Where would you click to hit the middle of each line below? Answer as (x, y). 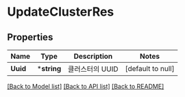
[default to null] (150, 69)
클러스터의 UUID (93, 69)
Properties (30, 37)
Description (93, 56)
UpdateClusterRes (61, 12)
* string (49, 69)
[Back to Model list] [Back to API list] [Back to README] (86, 86)
